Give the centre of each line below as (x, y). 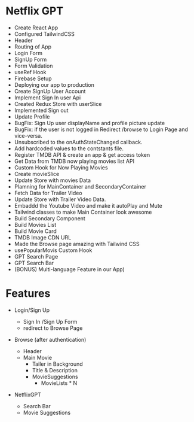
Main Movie (37, 357)
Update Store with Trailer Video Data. (60, 199)
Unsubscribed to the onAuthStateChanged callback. (78, 142)
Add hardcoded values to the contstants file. (69, 148)
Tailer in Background (57, 364)
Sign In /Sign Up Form (50, 321)
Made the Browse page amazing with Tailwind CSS (77, 244)
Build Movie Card (36, 231)
